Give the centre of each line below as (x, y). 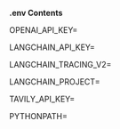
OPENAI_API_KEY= (44, 30)
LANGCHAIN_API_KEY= (52, 47)
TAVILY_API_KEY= (42, 99)
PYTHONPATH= (39, 116)
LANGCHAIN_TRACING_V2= (60, 64)
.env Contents (36, 13)
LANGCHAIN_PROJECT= (55, 82)
